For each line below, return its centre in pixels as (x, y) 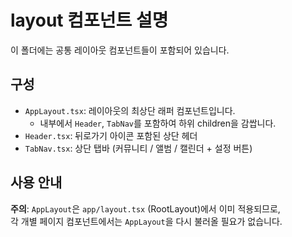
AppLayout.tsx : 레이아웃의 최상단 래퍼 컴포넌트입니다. (130, 110)
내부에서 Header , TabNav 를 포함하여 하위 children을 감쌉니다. (158, 123)
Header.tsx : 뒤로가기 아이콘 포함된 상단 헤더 (111, 135)
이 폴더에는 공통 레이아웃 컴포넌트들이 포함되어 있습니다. (120, 50)
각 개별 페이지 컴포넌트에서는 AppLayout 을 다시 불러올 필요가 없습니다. (146, 221)
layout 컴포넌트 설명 (89, 20)
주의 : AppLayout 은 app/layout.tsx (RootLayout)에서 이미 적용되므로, (145, 208)
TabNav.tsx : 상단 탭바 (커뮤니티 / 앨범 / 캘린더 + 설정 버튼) (138, 148)
